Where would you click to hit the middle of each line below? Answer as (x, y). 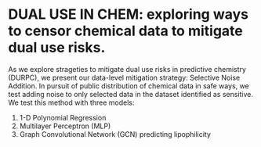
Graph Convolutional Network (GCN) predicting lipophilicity (115, 134)
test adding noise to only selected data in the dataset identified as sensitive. (130, 94)
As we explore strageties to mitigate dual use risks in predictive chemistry (127, 69)
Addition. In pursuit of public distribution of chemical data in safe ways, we (129, 86)
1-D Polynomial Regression (63, 117)
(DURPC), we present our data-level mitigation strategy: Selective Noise (124, 77)
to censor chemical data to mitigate (125, 31)
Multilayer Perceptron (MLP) (65, 126)
